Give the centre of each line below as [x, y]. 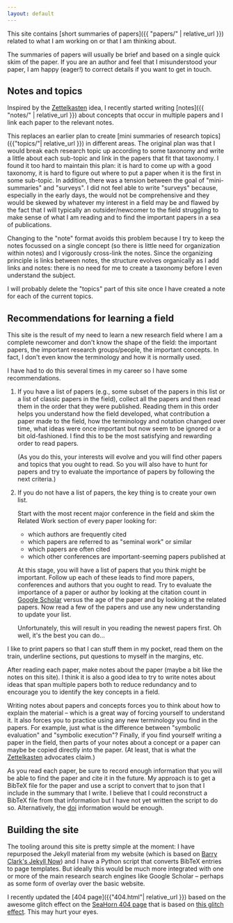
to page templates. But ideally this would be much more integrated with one [115, 869]
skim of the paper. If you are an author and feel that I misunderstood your [112, 62]
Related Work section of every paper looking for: [87, 521]
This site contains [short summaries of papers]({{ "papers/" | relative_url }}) [115, 33]
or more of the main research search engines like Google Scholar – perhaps [115, 876]
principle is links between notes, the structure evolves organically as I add [113, 261]
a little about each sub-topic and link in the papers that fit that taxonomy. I [113, 158]
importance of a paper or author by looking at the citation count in [112, 592]
